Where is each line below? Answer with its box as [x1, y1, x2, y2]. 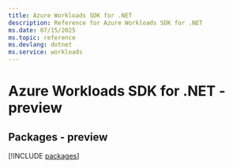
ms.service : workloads [8, 48, 83, 56]
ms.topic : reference [8, 33, 77, 42]
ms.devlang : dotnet [8, 41, 73, 49]
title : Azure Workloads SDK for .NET [8, 11, 133, 20]
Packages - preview [8, 130, 108, 144]
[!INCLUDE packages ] [8, 151, 80, 160]
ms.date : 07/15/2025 [8, 26, 77, 34]
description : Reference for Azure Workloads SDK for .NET [8, 19, 203, 27]
